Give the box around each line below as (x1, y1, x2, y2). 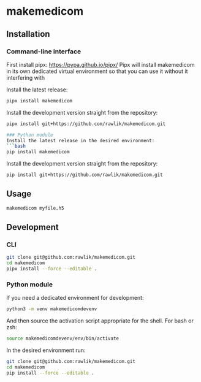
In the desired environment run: (6, 346, 86, 354)
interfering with (6, 74, 45, 81)
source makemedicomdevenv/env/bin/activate (6, 335, 119, 342)
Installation (6, 29, 50, 39)
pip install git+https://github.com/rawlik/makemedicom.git (6, 172, 164, 178)
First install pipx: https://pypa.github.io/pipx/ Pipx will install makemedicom (6, 61, 195, 68)
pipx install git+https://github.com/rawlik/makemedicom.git (6, 121, 166, 127)
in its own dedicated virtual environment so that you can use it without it (6, 67, 188, 75)
